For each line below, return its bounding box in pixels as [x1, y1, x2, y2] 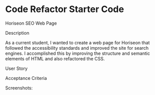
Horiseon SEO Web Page [5, 20, 57, 26]
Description [5, 30, 29, 36]
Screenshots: [5, 84, 33, 91]
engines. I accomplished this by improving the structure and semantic [5, 50, 150, 56]
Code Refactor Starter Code [5, 4, 124, 15]
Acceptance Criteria [5, 75, 47, 81]
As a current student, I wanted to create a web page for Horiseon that [5, 39, 150, 46]
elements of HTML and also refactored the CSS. [5, 55, 105, 61]
